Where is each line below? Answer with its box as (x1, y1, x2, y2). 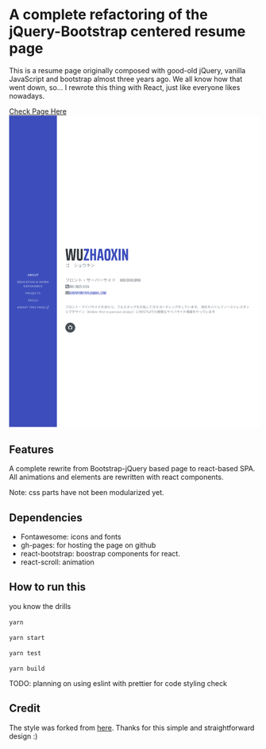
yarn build (9, 665, 45, 673)
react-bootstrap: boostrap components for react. (20, 549, 181, 559)
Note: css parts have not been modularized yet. (9, 488, 165, 497)
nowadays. (9, 91, 45, 100)
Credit (9, 702, 40, 716)
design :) (9, 731, 38, 741)
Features (9, 443, 54, 456)
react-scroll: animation (20, 557, 94, 567)
